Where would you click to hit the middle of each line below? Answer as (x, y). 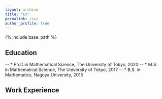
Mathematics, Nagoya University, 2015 (44, 75)
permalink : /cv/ (22, 19)
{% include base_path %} (31, 37)
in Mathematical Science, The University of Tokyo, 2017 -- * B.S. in (73, 70)
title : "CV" (17, 14)
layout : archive (22, 10)
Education (21, 53)
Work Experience (32, 90)
